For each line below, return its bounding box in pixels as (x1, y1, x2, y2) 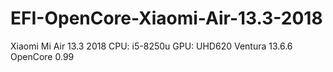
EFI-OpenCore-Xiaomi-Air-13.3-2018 (10, 7, 323, 30)
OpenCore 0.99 (10, 50, 75, 62)
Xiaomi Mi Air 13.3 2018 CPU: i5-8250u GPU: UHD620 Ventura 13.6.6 (10, 40, 293, 52)
